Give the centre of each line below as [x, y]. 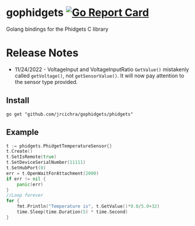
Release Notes [42, 53]
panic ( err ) [30, 184]
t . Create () [19, 151]
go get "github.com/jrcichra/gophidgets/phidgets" [70, 114]
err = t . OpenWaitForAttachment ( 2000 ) [53, 173]
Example [22, 132]
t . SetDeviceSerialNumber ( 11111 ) [46, 163]
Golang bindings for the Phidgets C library [57, 29]
